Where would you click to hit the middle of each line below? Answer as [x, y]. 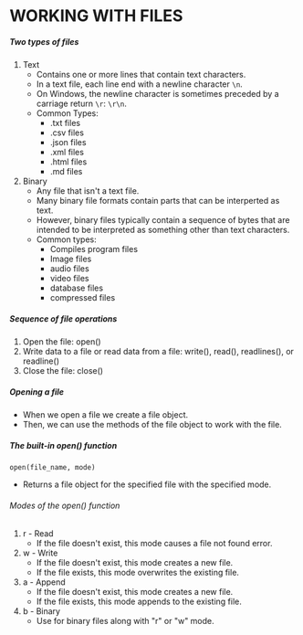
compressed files [83, 298]
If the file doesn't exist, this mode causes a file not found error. [154, 544]
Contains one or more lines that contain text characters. [141, 75]
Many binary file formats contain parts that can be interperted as [158, 201]
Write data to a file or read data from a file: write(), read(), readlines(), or [158, 352]
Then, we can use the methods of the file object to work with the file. [152, 425]
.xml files [67, 153]
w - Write [40, 553]
